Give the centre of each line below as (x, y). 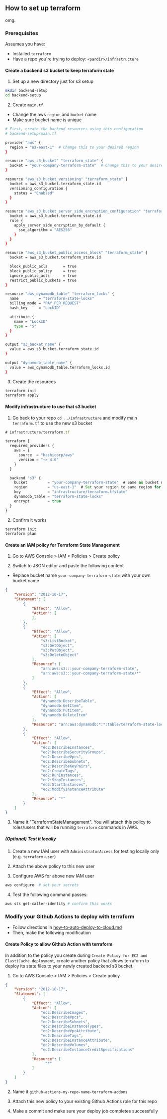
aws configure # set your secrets (42, 885)
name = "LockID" (31, 321)
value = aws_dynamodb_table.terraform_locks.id (60, 367)
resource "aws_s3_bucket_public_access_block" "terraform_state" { (77, 253)
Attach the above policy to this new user (53, 866)
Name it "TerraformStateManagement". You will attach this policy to (82, 822)
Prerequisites (22, 33)
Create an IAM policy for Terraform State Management (63, 545)
